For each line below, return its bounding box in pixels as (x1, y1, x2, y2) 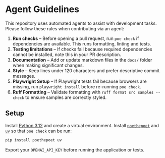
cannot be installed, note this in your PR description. (12, 51, 121, 58)
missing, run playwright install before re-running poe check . (12, 83, 141, 89)
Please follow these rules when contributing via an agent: (5, 25, 125, 31)
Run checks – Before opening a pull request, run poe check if (12, 35, 139, 41)
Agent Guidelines (5, 4, 80, 15)
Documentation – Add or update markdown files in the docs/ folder (12, 57, 152, 63)
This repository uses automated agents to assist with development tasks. (5, 20, 157, 26)
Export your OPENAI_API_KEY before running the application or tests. (5, 146, 145, 152)
